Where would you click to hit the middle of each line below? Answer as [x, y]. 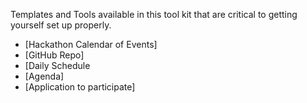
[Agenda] [44, 76]
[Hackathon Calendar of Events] [91, 44]
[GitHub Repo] [54, 55]
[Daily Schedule [57, 65]
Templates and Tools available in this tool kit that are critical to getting [154, 14]
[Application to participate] [80, 87]
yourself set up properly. [61, 25]
